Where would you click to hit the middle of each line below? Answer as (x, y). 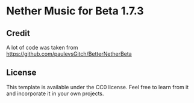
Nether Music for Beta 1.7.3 (75, 11)
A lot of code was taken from (42, 47)
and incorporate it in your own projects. (55, 93)
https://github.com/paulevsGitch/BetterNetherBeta (69, 54)
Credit (18, 33)
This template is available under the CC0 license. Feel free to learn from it (98, 87)
